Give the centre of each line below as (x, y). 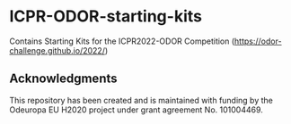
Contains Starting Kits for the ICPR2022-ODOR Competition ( (122, 41)
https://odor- (258, 41)
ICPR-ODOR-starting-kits (106, 17)
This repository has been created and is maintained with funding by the (141, 100)
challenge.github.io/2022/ (57, 50)
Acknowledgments (64, 79)
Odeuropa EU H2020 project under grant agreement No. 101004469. (136, 110)
